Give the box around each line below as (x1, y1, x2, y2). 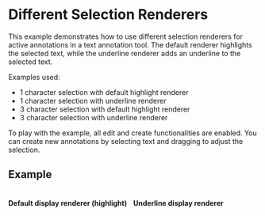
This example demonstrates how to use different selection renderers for (8, 32, 244, 41)
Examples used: (8, 72, 61, 81)
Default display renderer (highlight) (8, 199, 128, 208)
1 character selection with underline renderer (19, 96, 167, 105)
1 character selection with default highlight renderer (19, 87, 189, 97)
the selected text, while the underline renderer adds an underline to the (8, 48, 241, 58)
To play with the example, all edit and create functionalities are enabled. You (8, 128, 258, 138)
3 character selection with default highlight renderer (19, 104, 190, 114)
